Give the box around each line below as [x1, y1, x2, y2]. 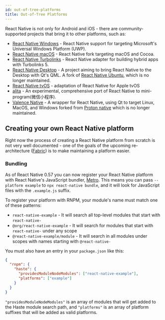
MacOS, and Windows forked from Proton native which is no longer [12, 105, 150, 111]
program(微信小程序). [12, 94, 56, 100]
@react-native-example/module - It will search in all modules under [12, 233, 148, 239]
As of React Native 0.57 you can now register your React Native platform [5, 172, 154, 178]
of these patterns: [5, 202, 42, 208]
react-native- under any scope [12, 228, 77, 234]
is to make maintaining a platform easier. [48, 148, 130, 154]
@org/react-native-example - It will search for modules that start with [12, 222, 154, 228]
